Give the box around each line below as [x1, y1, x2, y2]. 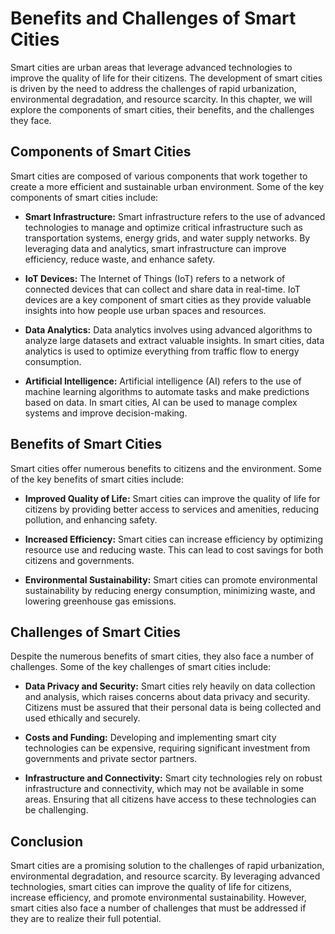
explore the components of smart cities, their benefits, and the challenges [10, 103, 315, 116]
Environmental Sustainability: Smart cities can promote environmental [24, 573, 318, 586]
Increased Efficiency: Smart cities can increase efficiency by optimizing [24, 533, 323, 545]
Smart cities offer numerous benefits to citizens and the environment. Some [10, 462, 322, 474]
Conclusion [10, 833, 84, 850]
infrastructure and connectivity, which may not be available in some [24, 783, 305, 795]
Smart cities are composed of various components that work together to [10, 170, 308, 182]
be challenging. [24, 804, 89, 816]
